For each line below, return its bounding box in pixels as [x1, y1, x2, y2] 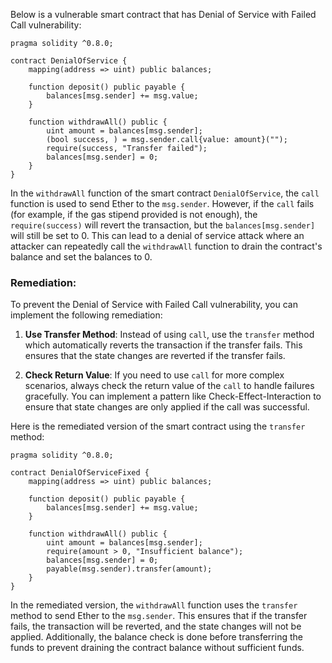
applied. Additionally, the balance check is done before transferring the [10, 631, 303, 643]
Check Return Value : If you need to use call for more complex [24, 369, 285, 381]
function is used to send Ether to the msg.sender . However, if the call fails [10, 198, 315, 209]
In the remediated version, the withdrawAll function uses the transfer [10, 599, 298, 611]
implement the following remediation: [10, 309, 163, 321]
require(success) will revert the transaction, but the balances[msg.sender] [10, 219, 316, 231]
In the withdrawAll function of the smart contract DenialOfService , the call [10, 187, 320, 199]
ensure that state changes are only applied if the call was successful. [24, 401, 310, 413]
